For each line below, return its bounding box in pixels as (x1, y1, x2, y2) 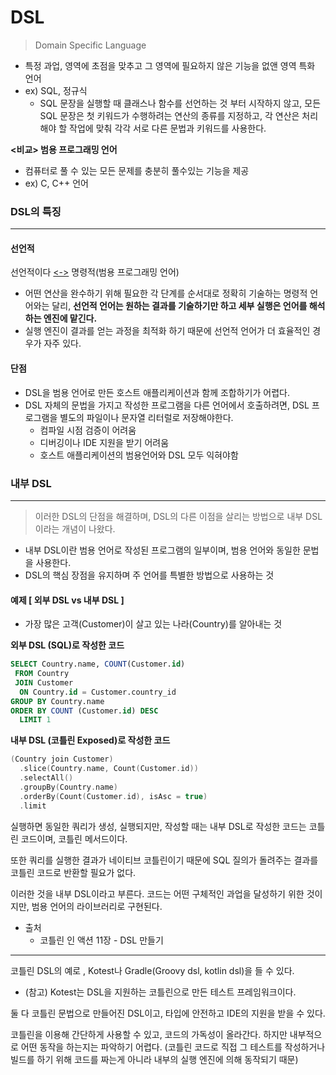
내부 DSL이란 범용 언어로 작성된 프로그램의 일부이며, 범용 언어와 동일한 (24, 544, 301, 556)
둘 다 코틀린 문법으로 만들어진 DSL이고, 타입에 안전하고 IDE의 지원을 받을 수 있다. (10, 1007, 326, 1019)
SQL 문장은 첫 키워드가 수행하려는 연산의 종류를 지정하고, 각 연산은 (39, 109, 300, 121)
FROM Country (14, 669, 70, 679)
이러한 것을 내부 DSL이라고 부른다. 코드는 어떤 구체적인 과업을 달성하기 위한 (10, 887, 305, 900)
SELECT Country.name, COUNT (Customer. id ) (10, 659, 186, 670)
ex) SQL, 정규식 (24, 84, 88, 96)
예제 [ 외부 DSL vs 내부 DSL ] (10, 594, 125, 606)
